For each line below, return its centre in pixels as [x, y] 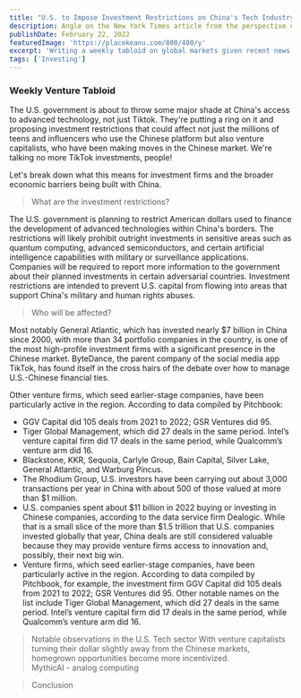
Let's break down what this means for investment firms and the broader [142, 175]
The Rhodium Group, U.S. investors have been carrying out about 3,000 [155, 479]
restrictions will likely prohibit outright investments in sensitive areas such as [150, 238]
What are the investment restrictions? [100, 202]
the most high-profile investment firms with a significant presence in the [142, 349]
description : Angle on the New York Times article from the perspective [148, 26]
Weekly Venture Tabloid [63, 90]
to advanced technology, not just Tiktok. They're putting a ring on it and [142, 120]
